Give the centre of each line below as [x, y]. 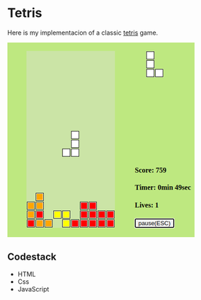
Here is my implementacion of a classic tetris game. [83, 33]
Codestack [32, 257]
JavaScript [33, 289]
